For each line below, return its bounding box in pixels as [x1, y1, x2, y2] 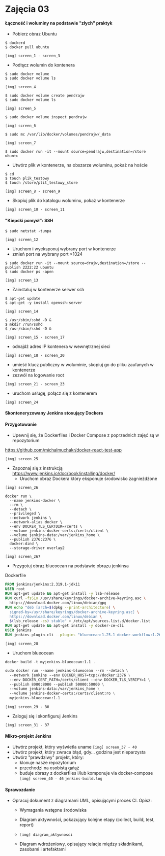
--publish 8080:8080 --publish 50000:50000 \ [9, 682, 105, 687]
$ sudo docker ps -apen [5, 269, 54, 274]
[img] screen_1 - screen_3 [5, 53, 60, 59]
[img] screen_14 [5, 309, 38, 314]
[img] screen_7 [5, 140, 36, 146]
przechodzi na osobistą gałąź [19, 765, 80, 771]
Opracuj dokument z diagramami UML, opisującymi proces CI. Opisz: [12, 797, 152, 804]
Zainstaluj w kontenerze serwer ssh [12, 286, 84, 292]
